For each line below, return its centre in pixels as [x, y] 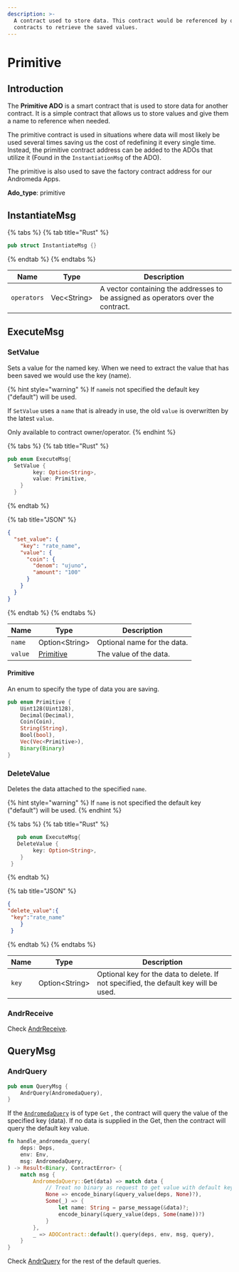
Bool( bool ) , [38, 736]
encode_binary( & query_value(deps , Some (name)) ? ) [131, 1214]
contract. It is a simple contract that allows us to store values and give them [118, 113]
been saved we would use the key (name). [69, 375]
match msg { [38, 1174]
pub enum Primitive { [39, 702]
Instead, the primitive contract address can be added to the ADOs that [110, 150]
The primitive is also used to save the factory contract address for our [110, 171]
